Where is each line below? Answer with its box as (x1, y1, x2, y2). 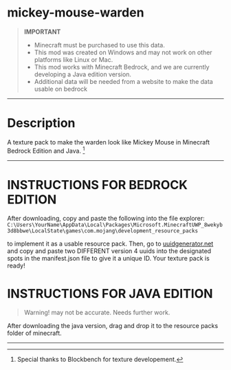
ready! (7, 261, 25, 270)
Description (7, 116, 76, 131)
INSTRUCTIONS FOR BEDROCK (7, 177, 188, 193)
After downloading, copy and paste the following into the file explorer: (7, 215, 205, 223)
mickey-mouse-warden (7, 5, 144, 21)
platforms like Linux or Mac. (34, 55, 113, 63)
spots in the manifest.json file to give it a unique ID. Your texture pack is (7, 254, 210, 263)
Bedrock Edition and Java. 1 (7, 145, 85, 155)
